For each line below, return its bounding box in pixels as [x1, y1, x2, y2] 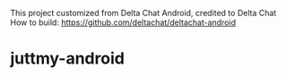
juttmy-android [10, 48, 125, 69]
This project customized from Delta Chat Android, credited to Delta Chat [10, 8, 277, 18]
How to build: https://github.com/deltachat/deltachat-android [10, 17, 237, 28]
